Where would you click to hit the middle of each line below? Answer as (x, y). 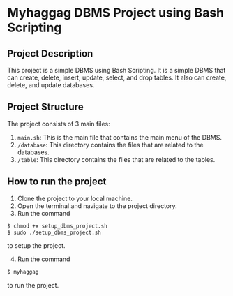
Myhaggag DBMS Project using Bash (116, 13)
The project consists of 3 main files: (59, 124)
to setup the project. (36, 246)
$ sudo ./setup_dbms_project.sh (54, 232)
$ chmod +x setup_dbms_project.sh (58, 226)
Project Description (50, 53)
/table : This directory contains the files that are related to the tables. (116, 159)
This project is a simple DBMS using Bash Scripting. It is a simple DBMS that (116, 70)
